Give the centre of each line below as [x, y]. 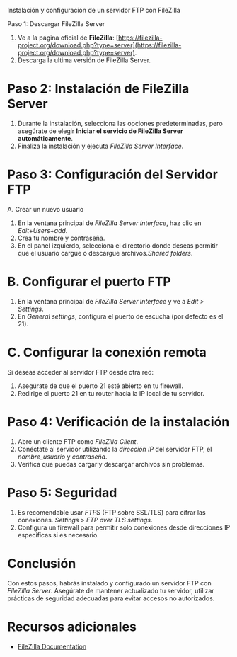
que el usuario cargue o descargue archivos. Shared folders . [105, 253]
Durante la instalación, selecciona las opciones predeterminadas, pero [120, 123]
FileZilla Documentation [52, 646]
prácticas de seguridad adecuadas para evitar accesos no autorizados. [111, 598]
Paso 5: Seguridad [62, 492]
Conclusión [42, 563]
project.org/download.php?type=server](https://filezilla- [99, 45]
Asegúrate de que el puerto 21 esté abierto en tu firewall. [100, 386]
